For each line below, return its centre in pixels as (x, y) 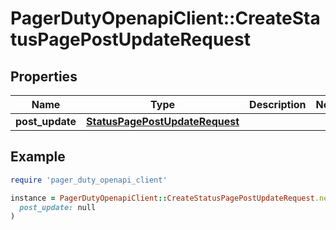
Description (278, 104)
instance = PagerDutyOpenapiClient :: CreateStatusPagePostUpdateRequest (162, 198)
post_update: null (58, 207)
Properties (44, 76)
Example (38, 157)
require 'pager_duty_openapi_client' (89, 180)
